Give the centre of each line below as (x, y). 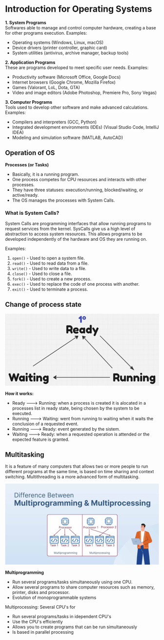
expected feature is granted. (41, 439)
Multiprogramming (24, 572)
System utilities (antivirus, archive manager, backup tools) (70, 53)
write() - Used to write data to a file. (49, 269)
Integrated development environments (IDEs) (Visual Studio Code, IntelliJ (85, 127)
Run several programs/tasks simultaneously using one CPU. (72, 582)
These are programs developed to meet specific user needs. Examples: (77, 68)
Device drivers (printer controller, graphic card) (60, 47)
